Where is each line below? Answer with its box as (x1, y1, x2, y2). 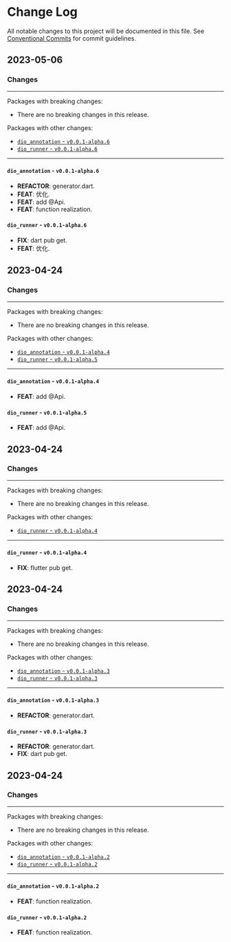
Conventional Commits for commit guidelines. (7, 34, 136, 42)
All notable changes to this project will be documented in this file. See (7, 27, 205, 35)
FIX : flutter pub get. (16, 564, 74, 572)
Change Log (7, 4, 78, 20)
